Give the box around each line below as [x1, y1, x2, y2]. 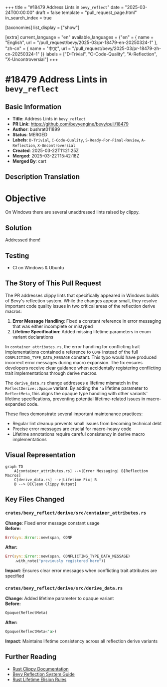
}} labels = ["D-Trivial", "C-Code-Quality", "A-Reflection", [40, 51, 158, 57]
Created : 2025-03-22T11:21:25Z [12, 147, 79, 153]
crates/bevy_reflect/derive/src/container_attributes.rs [5, 510, 147, 516]
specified [5, 573, 24, 579]
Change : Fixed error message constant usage [5, 520, 100, 526]
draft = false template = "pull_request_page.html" [35, 9, 137, 15]
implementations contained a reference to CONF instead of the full [5, 349, 139, 355]
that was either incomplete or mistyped [12, 323, 93, 329]
